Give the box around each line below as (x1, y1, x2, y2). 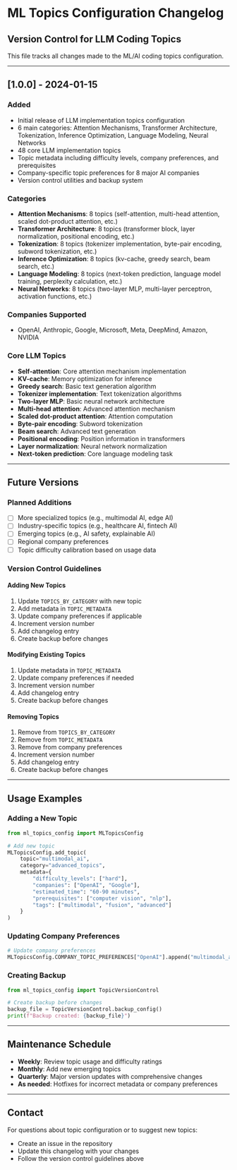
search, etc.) (17, 262, 55, 270)
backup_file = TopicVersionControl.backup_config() (7, 1006, 162, 1013)
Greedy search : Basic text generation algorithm (17, 382, 157, 390)
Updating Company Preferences (7, 931, 120, 941)
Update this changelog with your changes (17, 1147, 140, 1155)
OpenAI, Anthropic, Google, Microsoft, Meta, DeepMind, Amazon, (17, 326, 208, 334)
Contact (7, 1106, 44, 1119)
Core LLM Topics (7, 351, 66, 361)
